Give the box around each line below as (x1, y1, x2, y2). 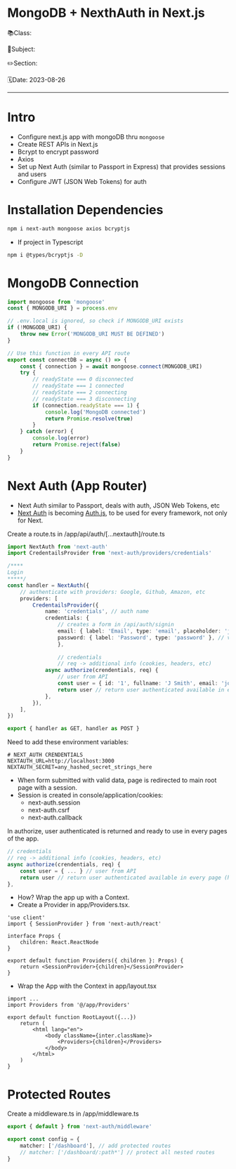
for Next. (17, 516, 44, 524)
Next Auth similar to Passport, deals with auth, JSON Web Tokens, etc (17, 501, 220, 510)
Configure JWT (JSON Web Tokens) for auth (17, 177, 147, 185)
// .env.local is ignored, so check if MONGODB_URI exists (7, 317, 184, 324)
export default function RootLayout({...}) (7, 1014, 137, 1021)
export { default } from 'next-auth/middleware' (7, 1123, 152, 1130)
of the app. (7, 834, 39, 843)
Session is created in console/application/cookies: (17, 791, 164, 800)
